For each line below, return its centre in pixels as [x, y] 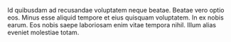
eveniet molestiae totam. [43, 32]
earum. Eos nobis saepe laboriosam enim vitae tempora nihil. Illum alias [112, 25]
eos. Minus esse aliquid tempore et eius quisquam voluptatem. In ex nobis [116, 17]
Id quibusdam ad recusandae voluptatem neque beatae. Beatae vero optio [116, 10]
